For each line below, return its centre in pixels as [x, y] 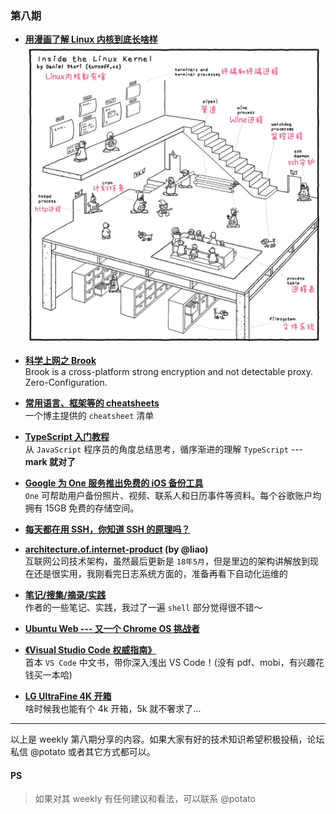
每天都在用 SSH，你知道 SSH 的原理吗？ [107, 529]
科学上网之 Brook [60, 361]
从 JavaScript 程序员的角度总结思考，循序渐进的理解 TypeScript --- [164, 449]
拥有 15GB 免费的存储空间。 [82, 508]
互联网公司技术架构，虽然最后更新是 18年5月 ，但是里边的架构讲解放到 [167, 561]
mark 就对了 [50, 462]
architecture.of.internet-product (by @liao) [116, 549]
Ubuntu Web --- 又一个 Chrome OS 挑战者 [112, 629]
